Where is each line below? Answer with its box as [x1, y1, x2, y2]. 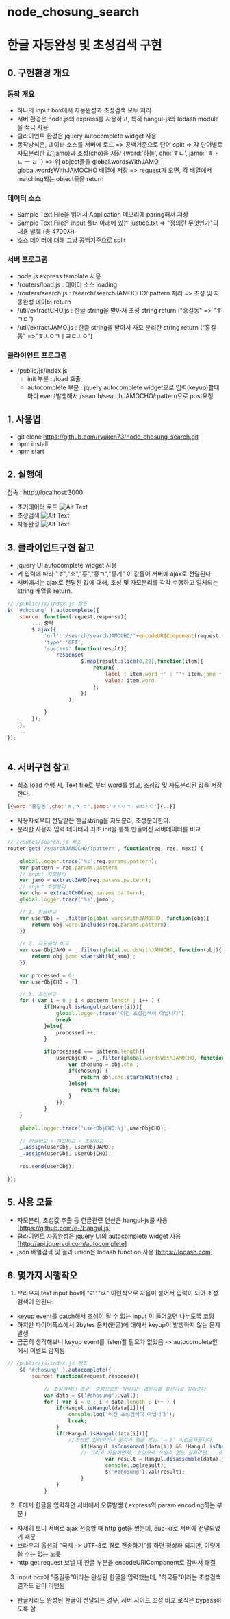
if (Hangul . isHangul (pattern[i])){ [43, 1003, 142, 1011]
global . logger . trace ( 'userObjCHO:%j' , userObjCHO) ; [19, 1125, 167, 1132]
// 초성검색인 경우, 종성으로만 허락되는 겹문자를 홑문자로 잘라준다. [43, 1385, 209, 1392]
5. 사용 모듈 [7, 1197, 53, 1208]
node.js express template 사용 [16, 271, 101, 280]
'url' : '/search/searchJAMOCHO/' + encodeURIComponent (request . [43, 632, 222, 640]
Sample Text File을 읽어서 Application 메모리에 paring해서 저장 [16, 210, 189, 219]
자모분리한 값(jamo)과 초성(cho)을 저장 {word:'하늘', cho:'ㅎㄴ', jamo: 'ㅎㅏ [16, 149, 219, 158]
